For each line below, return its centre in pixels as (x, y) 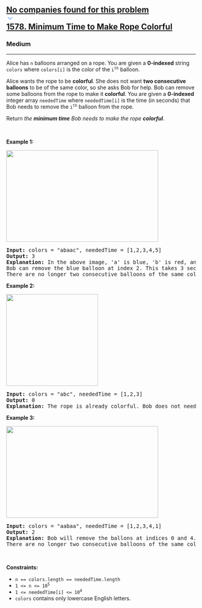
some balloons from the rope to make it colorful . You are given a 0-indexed (100, 93)
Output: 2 (20, 532)
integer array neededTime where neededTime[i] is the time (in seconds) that (98, 100)
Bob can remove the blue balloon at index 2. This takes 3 (95, 268)
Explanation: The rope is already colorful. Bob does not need (101, 406)
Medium (19, 44)
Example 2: (20, 285)
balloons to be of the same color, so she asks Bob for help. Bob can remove (100, 87)
